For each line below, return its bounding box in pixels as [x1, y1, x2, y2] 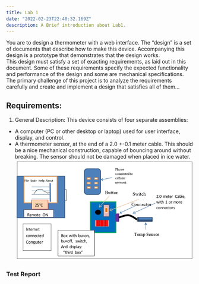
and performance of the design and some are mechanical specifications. [6, 71, 184, 78]
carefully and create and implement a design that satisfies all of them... [6, 83, 180, 90]
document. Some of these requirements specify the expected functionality [6, 64, 188, 71]
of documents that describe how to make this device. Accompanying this [6, 45, 185, 53]
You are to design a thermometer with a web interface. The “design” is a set [6, 39, 192, 46]
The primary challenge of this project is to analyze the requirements [6, 77, 172, 84]
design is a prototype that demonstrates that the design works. [6, 52, 160, 59]
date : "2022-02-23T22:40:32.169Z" [6, 15, 92, 22]
